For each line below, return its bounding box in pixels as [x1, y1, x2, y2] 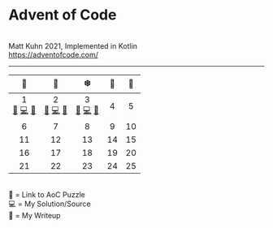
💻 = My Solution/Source [8, 199, 91, 209]
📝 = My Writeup [8, 210, 61, 220]
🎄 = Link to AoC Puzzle [8, 189, 85, 200]
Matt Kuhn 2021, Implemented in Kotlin [8, 41, 138, 50]
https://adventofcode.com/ [8, 49, 99, 59]
